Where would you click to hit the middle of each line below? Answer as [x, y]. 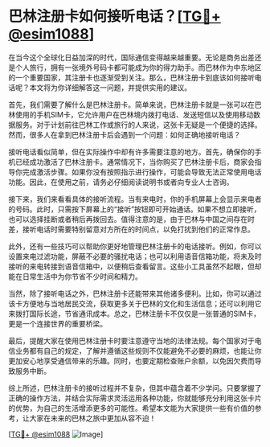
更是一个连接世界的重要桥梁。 [57, 323]
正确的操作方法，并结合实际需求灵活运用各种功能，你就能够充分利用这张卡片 [135, 398]
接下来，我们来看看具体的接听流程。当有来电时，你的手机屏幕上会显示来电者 [135, 199]
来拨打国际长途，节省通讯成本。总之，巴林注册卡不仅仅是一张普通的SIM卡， [135, 314]
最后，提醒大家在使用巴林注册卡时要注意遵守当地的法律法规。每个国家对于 [131, 340]
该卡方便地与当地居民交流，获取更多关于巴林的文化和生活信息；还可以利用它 [135, 303]
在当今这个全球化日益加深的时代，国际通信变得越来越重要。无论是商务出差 [131, 57]
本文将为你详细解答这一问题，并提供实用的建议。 [110, 87]
